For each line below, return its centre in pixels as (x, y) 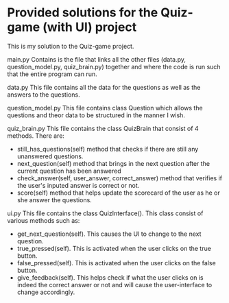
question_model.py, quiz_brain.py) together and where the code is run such (114, 66)
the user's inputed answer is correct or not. (78, 185)
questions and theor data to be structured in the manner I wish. (96, 115)
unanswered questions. (50, 156)
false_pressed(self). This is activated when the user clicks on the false (116, 263)
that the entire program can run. (52, 74)
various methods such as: (44, 220)
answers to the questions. (44, 95)
